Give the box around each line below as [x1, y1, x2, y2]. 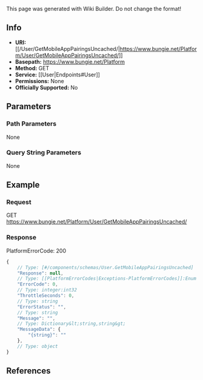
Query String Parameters [6, 148, 82, 157]
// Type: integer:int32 [17, 287, 78, 293]
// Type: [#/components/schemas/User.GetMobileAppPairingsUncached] [17, 264, 194, 270]
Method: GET [15, 64, 50, 72]
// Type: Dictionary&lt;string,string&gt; [17, 321, 126, 327]
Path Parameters [6, 119, 56, 128]
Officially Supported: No [15, 84, 78, 91]
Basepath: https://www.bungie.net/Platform [15, 58, 125, 65]
